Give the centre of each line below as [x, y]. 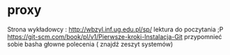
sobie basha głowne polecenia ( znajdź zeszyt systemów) [90, 44]
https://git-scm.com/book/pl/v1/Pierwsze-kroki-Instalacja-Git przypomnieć [115, 36]
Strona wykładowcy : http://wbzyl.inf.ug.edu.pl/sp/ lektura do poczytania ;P [115, 29]
